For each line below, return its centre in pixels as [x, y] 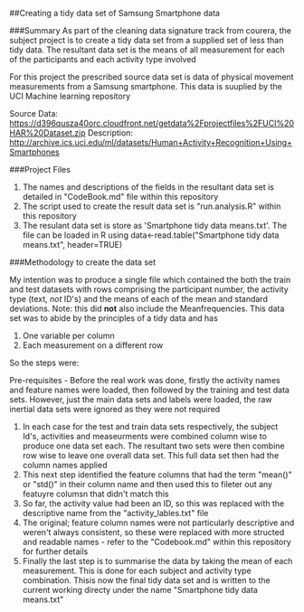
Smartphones [35, 152]
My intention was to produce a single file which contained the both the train [150, 280]
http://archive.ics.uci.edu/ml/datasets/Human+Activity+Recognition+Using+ [151, 142]
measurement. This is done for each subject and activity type [137, 570]
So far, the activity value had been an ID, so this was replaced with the [153, 504]
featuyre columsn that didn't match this [95, 494]
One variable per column [68, 335]
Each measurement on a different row [93, 345]
